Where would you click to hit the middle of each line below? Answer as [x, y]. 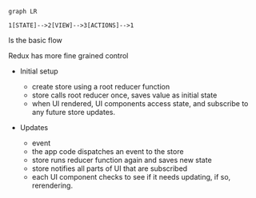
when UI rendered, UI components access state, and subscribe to [140, 103]
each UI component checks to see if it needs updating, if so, [131, 177]
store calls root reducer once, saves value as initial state [124, 95]
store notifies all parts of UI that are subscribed [110, 168]
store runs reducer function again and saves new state [122, 160]
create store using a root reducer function [101, 87]
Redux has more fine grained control [68, 55]
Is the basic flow [35, 40]
